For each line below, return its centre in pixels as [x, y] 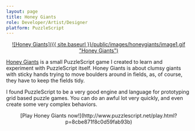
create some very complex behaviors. [52, 104]
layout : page [22, 11]
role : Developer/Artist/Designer [47, 22]
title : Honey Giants [31, 17]
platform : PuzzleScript [35, 28]
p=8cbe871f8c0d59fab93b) [99, 122]
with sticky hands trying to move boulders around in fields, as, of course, [95, 74]
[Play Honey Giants [43, 116]
